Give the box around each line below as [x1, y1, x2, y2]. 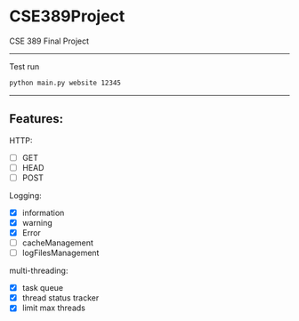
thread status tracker [21, 293, 100, 303]
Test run [9, 60, 40, 72]
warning [21, 217, 53, 228]
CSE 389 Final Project [9, 36, 90, 46]
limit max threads [21, 302, 86, 313]
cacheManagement [21, 237, 93, 248]
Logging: [9, 189, 42, 201]
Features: [9, 111, 64, 126]
